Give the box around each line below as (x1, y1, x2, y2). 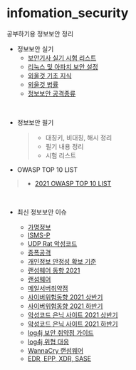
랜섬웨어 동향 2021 (27, 266, 80, 274)
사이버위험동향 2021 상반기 (27, 292, 103, 301)
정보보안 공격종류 (27, 89, 76, 98)
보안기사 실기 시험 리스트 (27, 53, 97, 62)
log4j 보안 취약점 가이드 (27, 328, 94, 336)
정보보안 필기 (16, 118, 54, 126)
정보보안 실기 (16, 44, 54, 53)
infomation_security (6, 5, 129, 21)
